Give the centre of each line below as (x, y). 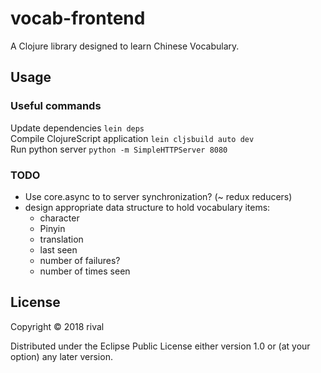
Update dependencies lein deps (77, 128)
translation (61, 239)
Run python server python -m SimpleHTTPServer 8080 (119, 149)
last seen (58, 249)
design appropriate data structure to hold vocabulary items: (147, 207)
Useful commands (56, 106)
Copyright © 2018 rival (57, 326)
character (59, 218)
